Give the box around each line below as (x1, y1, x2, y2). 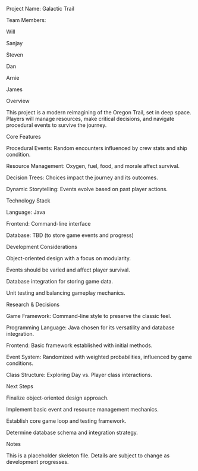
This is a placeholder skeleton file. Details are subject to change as (6, 452, 170, 459)
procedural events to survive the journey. (6, 121, 107, 129)
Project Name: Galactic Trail (6, 5, 74, 12)
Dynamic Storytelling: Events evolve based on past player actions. (6, 186, 168, 192)
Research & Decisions (6, 301, 60, 308)
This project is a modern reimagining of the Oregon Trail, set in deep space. (6, 109, 191, 116)
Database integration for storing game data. (6, 278, 114, 285)
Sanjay (6, 40, 23, 46)
